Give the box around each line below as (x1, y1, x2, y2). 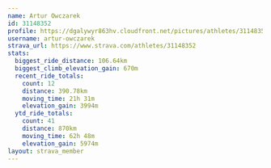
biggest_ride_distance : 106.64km (15, 57, 128, 65)
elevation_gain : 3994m (22, 102, 99, 110)
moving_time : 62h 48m (22, 132, 95, 140)
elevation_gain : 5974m (22, 139, 99, 148)
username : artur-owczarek (7, 34, 95, 43)
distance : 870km (22, 124, 78, 132)
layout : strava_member (7, 147, 84, 155)
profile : (7, 27, 37, 35)
